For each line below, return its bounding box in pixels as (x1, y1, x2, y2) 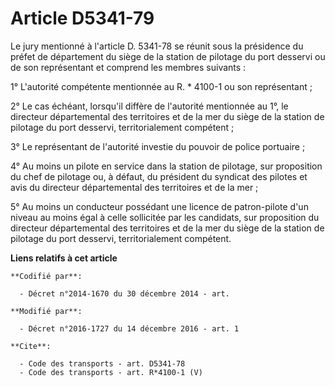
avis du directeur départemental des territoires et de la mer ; (10, 181, 259, 193)
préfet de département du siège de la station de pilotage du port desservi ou (10, 50, 326, 62)
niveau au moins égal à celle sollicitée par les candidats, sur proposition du (10, 211, 320, 223)
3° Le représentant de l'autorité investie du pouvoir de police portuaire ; (10, 140, 306, 152)
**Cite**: (10, 341, 52, 351)
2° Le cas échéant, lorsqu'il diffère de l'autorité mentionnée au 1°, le (10, 100, 289, 112)
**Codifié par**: (10, 271, 83, 281)
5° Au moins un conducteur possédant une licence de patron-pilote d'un (10, 200, 309, 212)
